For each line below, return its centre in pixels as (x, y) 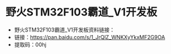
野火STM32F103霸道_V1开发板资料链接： (64, 30)
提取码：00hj (30, 45)
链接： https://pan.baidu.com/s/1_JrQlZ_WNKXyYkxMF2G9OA (89, 37)
